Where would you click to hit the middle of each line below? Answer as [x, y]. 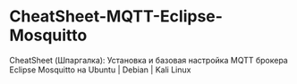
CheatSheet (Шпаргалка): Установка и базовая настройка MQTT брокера [148, 60]
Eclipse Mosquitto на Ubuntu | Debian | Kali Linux [100, 70]
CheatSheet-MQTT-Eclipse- [116, 17]
